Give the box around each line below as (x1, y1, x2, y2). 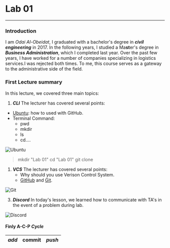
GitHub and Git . (20, 177, 53, 183)
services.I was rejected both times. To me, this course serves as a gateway (5, 60, 162, 66)
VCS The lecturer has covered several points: (12, 166, 108, 172)
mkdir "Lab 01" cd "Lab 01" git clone (17, 156, 94, 162)
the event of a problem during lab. (12, 202, 84, 208)
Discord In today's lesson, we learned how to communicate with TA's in (12, 196, 162, 203)
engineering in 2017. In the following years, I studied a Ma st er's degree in (5, 44, 159, 51)
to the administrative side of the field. (5, 66, 83, 72)
